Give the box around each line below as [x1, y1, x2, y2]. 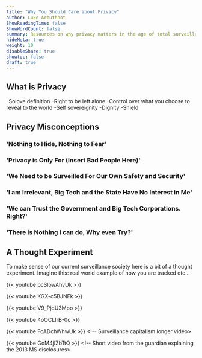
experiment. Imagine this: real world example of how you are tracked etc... [6, 269, 191, 276]
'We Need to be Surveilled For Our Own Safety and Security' [6, 172, 186, 181]
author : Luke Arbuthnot [6, 14, 66, 21]
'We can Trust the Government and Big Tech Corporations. [6, 205, 181, 213]
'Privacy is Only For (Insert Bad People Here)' [6, 156, 141, 164]
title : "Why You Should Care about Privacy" [6, 8, 120, 15]
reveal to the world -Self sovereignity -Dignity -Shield [6, 104, 139, 112]
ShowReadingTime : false [6, 20, 66, 26]
